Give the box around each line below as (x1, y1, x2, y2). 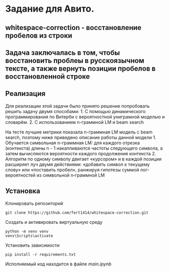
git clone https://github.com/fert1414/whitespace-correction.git (5, 210, 149, 215)
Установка (5, 187, 41, 195)
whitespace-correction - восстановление (5, 23, 142, 32)
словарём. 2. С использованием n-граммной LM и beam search (5, 119, 144, 125)
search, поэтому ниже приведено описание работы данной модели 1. (5, 134, 156, 140)
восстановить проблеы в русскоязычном (5, 56, 145, 65)
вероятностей (5, 172, 36, 178)
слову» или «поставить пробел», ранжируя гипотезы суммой (5, 166, 140, 173)
